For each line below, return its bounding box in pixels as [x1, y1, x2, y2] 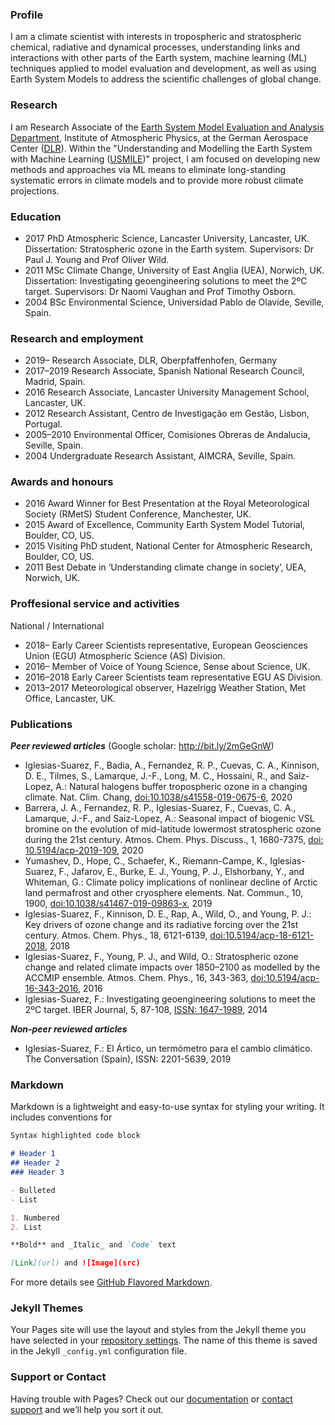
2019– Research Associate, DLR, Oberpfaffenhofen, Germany [24, 354, 278, 367]
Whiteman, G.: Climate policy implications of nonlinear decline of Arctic [24, 876, 318, 888]
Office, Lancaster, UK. [24, 692, 117, 704]
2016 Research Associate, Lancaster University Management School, [24, 386, 310, 398]
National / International [10, 619, 105, 632]
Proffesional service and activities [10, 597, 180, 611]
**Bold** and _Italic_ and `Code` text [10, 1240, 177, 1250]
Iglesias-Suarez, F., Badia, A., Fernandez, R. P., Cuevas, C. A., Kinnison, [24, 759, 320, 772]
